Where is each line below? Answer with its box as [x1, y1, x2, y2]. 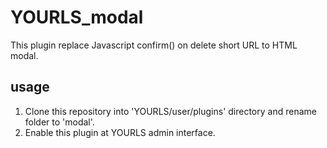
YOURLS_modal [10, 6, 144, 29]
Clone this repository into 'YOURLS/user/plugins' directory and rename [24, 105, 317, 117]
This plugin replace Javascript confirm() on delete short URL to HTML [10, 39, 298, 51]
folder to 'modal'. [24, 116, 95, 128]
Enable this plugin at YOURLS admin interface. [24, 126, 216, 138]
